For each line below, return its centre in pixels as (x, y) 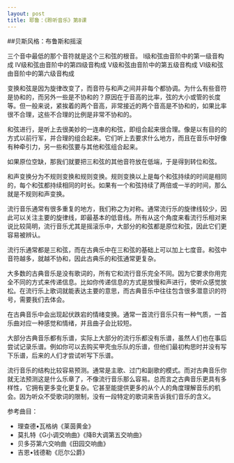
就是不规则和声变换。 (38, 193)
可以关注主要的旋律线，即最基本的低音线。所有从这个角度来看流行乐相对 (117, 217)
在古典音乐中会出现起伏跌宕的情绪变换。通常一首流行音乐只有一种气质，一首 (117, 314)
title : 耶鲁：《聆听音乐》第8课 (47, 20)
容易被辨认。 (25, 235)
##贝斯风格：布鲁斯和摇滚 (45, 41)
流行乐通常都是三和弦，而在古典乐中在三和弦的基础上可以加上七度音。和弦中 (117, 249)
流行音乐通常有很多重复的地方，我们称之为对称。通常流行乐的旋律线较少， (114, 208)
